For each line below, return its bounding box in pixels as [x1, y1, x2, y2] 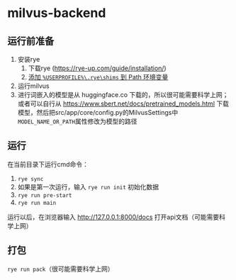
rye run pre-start [17, 191, 72, 199]
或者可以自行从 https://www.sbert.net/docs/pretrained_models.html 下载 [17, 99, 229, 108]
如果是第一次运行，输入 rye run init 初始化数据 [17, 182, 159, 191]
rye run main [17, 199, 57, 206]
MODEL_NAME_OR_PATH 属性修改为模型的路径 [17, 117, 137, 125]
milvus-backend [7, 5, 106, 21]
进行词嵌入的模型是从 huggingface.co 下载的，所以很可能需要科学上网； [17, 91, 229, 99]
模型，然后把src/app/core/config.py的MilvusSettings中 [17, 108, 179, 116]
